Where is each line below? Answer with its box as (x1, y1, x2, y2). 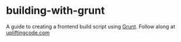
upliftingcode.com (6, 29, 50, 36)
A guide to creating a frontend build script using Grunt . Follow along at (6, 23, 175, 30)
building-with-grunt (6, 4, 105, 17)
